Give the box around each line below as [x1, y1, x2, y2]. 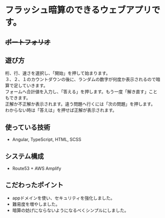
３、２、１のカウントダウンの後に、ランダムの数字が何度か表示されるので [5, 76, 156, 82]
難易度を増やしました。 [12, 201, 60, 207]
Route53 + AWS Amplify [12, 166, 62, 172]
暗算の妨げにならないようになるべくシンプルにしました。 [12, 207, 129, 213]
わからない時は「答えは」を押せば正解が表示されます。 [5, 107, 117, 113]
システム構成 [5, 152, 44, 160]
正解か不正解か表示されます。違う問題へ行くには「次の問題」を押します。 [5, 101, 156, 107]
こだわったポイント [5, 181, 64, 189]
